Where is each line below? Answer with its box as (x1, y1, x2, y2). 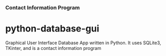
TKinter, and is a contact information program (5, 45, 101, 51)
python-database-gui (5, 23, 99, 35)
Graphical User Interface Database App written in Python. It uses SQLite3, (5, 40, 161, 46)
